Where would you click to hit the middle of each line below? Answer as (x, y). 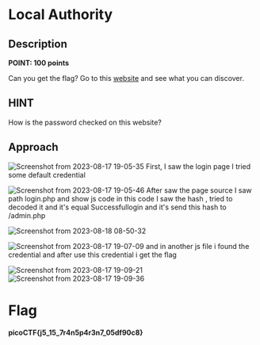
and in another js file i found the (197, 246)
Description (38, 44)
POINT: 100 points (39, 63)
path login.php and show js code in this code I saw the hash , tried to (120, 198)
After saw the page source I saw (199, 190)
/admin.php (27, 215)
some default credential (47, 174)
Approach (33, 147)
